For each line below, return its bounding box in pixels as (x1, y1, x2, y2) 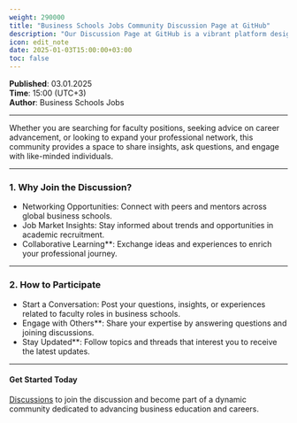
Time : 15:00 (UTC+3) (9, 88, 87, 98)
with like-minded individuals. (9, 151, 113, 161)
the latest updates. (21, 346, 90, 357)
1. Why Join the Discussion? (9, 181, 133, 193)
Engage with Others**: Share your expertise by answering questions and (21, 318, 287, 328)
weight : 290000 (9, 12, 65, 22)
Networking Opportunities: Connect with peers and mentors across (21, 201, 267, 212)
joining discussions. (21, 327, 95, 337)
